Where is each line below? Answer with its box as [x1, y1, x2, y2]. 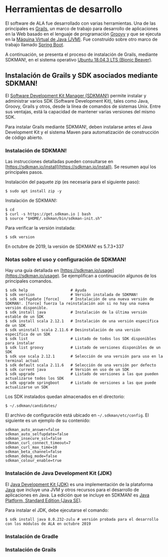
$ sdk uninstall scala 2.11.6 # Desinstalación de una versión [5, 327, 141, 333]
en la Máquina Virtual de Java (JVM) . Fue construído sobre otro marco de [5, 36, 158, 42]
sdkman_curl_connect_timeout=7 [5, 441, 71, 446]
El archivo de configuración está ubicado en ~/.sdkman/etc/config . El [5, 412, 149, 419]
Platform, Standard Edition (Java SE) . [5, 497, 82, 503]
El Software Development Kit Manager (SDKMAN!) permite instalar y [5, 92, 147, 99]
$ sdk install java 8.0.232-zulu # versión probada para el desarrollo [5, 517, 158, 522]
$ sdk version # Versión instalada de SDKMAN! [5, 292, 138, 298]
